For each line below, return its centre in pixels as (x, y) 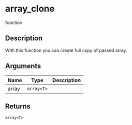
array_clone (30, 9)
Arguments (23, 66)
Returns (18, 106)
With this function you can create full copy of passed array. (66, 50)
